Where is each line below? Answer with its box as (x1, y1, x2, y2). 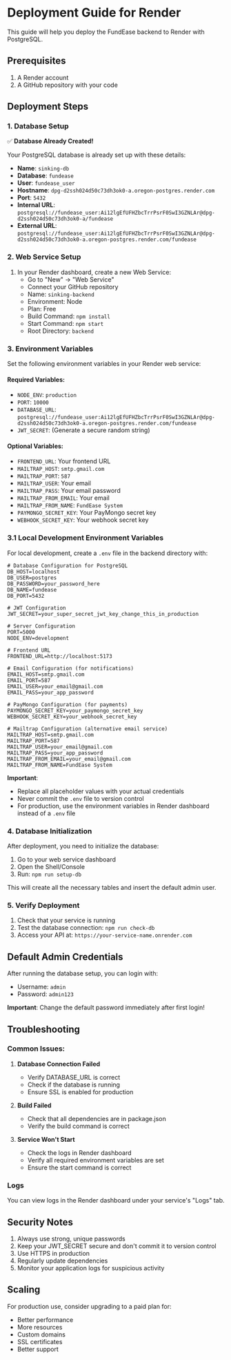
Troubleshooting (7, 1023, 81, 1035)
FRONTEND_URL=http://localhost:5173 (7, 652, 112, 660)
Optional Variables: (7, 442, 63, 450)
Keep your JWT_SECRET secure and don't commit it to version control (17, 1241, 217, 1250)
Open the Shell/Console (17, 863, 85, 871)
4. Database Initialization (7, 826, 92, 836)
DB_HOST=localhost (7, 568, 60, 575)
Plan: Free (27, 304, 57, 313)
